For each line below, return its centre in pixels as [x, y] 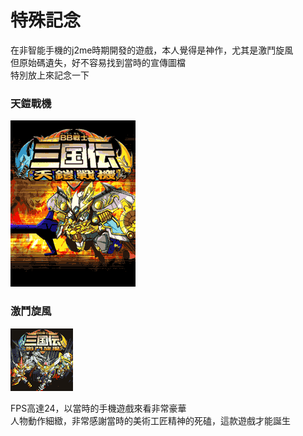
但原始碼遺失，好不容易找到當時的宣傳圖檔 [98, 62]
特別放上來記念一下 [50, 75]
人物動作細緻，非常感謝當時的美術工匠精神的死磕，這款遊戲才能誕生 [150, 420]
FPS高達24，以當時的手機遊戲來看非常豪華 [98, 408]
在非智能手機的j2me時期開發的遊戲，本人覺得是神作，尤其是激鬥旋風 [152, 50]
